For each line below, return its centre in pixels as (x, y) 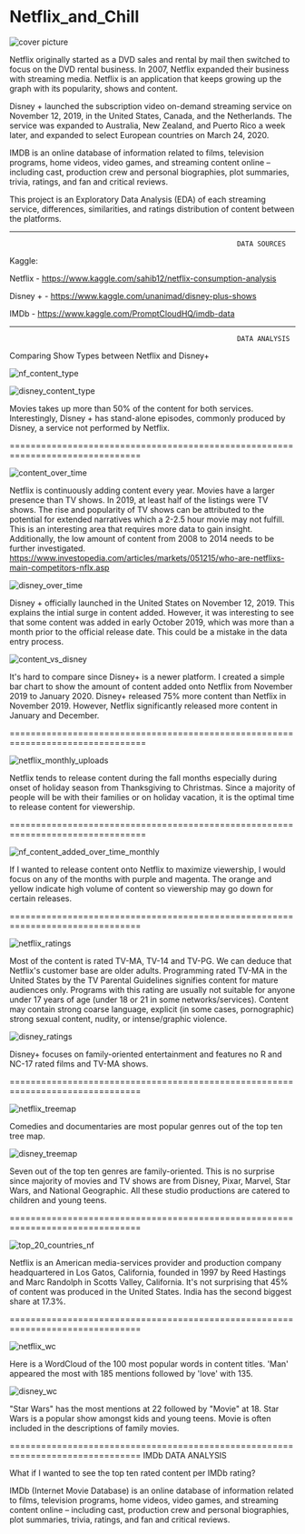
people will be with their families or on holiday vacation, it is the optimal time (152, 797)
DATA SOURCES (261, 244)
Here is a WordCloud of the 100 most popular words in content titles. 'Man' (149, 1364)
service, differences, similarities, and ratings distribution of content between (152, 209)
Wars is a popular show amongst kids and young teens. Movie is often (140, 1418)
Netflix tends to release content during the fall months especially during (143, 777)
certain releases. (41, 898)
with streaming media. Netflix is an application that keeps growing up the (146, 78)
